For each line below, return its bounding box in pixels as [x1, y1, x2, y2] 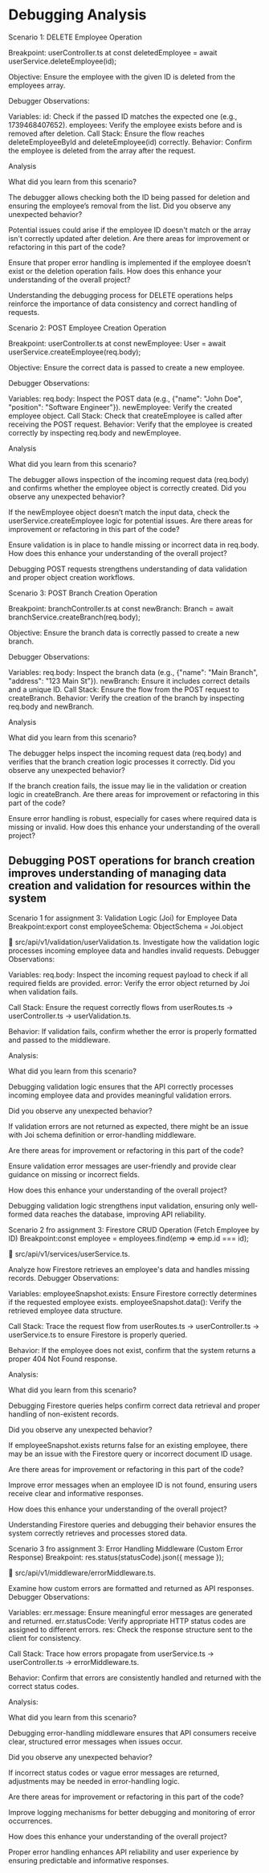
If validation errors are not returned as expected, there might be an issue [8, 1121, 249, 1131]
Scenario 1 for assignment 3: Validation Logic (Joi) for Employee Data [8, 913, 238, 922]
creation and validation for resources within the [8, 879, 251, 893]
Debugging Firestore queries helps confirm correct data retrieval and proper [8, 1401, 261, 1410]
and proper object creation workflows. [8, 572, 135, 582]
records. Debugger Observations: [8, 1273, 120, 1282]
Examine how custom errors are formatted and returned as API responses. [8, 1583, 255, 1593]
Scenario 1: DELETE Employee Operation [8, 32, 143, 42]
